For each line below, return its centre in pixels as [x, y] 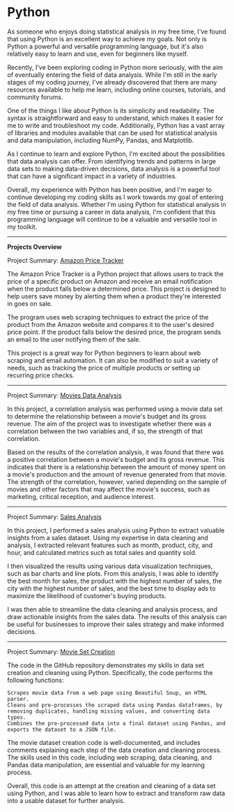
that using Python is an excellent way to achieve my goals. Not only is [107, 38]
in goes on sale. [30, 303]
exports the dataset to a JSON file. [62, 730]
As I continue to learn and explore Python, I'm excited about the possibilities [116, 154]
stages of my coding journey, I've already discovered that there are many [112, 82]
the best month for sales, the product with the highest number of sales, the [115, 581]
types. [17, 717]
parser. [18, 699]
